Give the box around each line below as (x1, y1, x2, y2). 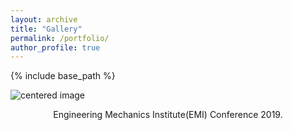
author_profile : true (10, 42, 101, 53)
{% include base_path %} (10, 70, 116, 82)
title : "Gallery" (10, 24, 83, 34)
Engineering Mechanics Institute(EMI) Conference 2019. (53, 109, 283, 121)
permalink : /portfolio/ (10, 33, 110, 43)
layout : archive (10, 14, 78, 25)
